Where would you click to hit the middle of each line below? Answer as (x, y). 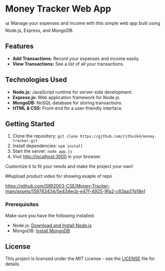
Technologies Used (36, 80)
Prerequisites (22, 204)
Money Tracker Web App (58, 9)
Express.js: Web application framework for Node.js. (66, 97)
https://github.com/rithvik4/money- (118, 137)
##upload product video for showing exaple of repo (59, 176)
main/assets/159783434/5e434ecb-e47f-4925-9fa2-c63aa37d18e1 (75, 191)
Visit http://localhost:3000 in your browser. (57, 157)
